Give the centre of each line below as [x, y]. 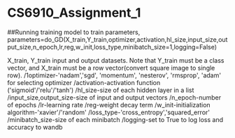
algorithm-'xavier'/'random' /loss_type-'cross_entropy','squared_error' [109, 112]
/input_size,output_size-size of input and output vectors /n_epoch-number [114, 97]
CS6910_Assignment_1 [74, 13]
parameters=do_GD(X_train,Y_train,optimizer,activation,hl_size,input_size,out [117, 39]
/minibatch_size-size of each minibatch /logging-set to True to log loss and [115, 119]
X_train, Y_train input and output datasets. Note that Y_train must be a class [116, 60]
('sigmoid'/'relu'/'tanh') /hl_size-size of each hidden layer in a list [101, 90]
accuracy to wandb [35, 127]
